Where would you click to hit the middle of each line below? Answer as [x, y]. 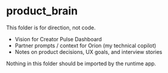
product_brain [42, 11]
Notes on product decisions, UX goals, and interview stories [88, 51]
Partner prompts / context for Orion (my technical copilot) [85, 45]
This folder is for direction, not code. [51, 28]
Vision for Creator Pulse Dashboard [58, 39]
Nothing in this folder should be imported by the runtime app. [81, 63]
